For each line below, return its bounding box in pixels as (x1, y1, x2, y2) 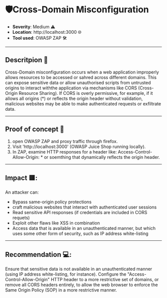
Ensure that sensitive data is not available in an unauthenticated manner (5, 266, 153, 272)
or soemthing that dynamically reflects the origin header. (44, 154, 160, 160)
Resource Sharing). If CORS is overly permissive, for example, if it (18, 90, 153, 96)
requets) (12, 215, 30, 221)
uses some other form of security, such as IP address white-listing (12, 230, 149, 236)
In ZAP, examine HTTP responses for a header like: (12, 149, 117, 154)
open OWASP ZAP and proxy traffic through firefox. (12, 138, 118, 144)
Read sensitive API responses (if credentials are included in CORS (12, 210, 148, 216)
